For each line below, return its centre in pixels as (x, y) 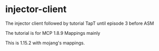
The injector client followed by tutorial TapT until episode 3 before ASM (80, 23)
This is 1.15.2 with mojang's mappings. (45, 43)
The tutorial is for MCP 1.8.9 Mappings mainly (53, 33)
